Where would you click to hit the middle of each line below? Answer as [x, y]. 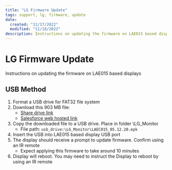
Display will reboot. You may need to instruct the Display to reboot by [85, 156]
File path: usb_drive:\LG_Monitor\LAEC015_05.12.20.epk [79, 129]
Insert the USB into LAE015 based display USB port [66, 134]
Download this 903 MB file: [41, 107]
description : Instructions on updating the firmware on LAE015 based [81, 34]
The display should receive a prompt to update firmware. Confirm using [88, 140]
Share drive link [37, 113]
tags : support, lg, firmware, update [46, 15]
